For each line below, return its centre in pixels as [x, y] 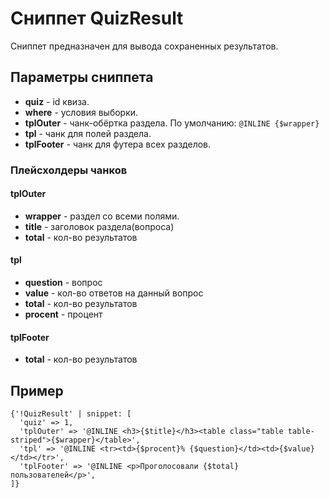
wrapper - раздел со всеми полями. [102, 216]
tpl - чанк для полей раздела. [88, 133]
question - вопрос [63, 283]
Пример [37, 390]
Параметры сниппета [82, 77]
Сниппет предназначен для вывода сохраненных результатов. [144, 46]
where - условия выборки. [81, 112]
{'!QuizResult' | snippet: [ [71, 414]
